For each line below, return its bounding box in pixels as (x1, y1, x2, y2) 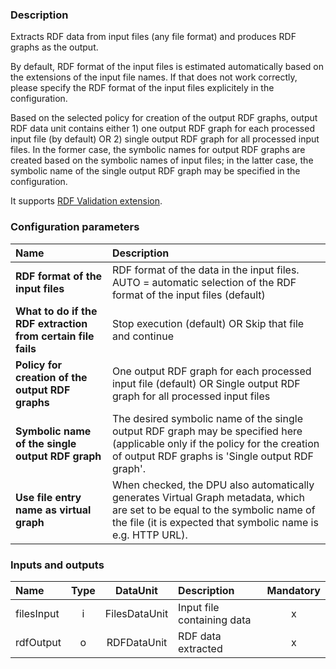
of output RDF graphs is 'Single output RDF (111, 449, 314, 463)
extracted (178, 641, 223, 655)
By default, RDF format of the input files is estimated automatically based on (10, 61, 325, 73)
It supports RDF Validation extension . (10, 195, 163, 207)
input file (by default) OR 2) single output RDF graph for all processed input (10, 133, 320, 145)
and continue (111, 329, 174, 343)
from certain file (15, 329, 95, 343)
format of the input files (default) (111, 288, 266, 302)
